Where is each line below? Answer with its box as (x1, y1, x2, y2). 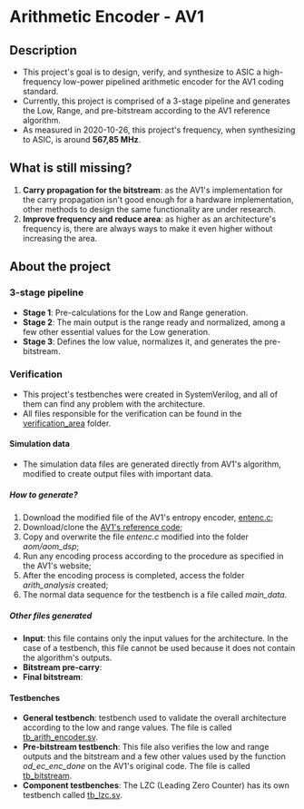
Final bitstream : (22, 671, 83, 682)
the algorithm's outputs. (22, 652, 113, 663)
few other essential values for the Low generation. (22, 326, 211, 337)
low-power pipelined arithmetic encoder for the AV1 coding (63, 76, 284, 87)
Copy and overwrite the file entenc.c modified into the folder (22, 531, 250, 542)
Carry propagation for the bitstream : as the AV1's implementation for (22, 184, 283, 195)
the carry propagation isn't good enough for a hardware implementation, (22, 193, 294, 205)
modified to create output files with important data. (22, 469, 213, 478)
